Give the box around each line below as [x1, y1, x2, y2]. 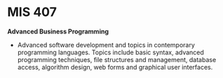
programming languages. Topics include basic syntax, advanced [17, 48, 205, 56]
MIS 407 [7, 4, 58, 20]
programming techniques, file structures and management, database [17, 55, 217, 63]
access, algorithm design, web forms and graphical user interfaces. [17, 63, 213, 71]
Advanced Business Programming [7, 27, 109, 36]
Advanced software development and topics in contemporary [17, 40, 195, 49]
